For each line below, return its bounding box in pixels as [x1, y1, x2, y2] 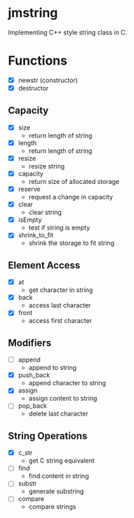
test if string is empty [28, 223, 91, 232]
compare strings [28, 503, 76, 511]
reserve [18, 185, 41, 194]
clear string [28, 208, 62, 217]
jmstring [8, 5, 58, 21]
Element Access [8, 259, 81, 271]
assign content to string [28, 394, 98, 403]
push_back [18, 371, 51, 380]
